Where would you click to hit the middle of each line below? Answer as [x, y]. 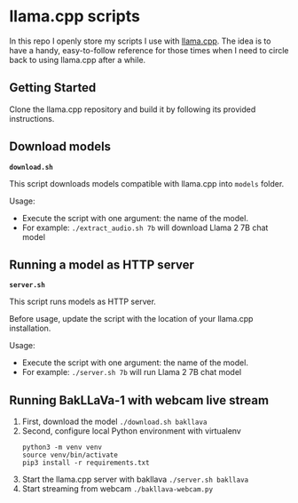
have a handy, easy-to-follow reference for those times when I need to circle [149, 50]
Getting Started [53, 88]
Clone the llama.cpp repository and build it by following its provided [133, 109]
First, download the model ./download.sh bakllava [114, 422]
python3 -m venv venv [62, 447]
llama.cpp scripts [74, 16]
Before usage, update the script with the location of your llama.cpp [131, 319]
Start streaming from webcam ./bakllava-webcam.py [118, 489]
